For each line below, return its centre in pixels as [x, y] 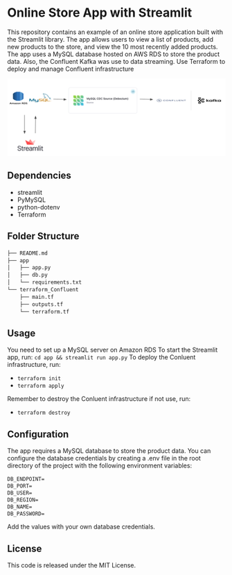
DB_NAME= [20, 507]
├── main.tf [37, 297]
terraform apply [41, 386]
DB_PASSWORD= [26, 514]
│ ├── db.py [28, 275]
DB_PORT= [20, 486]
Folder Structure [43, 236]
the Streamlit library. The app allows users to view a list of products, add [110, 39]
